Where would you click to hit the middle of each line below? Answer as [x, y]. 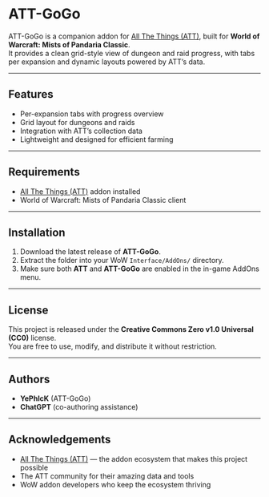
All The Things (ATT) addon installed [80, 191]
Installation [37, 232]
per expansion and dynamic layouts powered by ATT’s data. [107, 62]
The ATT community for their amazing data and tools [107, 476]
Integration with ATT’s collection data [81, 131]
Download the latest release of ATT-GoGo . [90, 252]
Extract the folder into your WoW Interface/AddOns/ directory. [122, 261]
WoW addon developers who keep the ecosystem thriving [115, 484]
